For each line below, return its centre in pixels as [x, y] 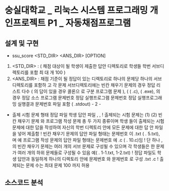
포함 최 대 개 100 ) [48, 72]
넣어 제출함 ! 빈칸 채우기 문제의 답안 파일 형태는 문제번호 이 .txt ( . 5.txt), [89, 134]
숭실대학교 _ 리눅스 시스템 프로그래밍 [76, 10]
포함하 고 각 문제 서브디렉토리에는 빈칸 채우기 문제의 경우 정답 [95, 85]
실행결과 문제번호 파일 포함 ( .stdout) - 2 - [59, 104]
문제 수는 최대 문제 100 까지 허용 [57, 165]
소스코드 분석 [24, 183]
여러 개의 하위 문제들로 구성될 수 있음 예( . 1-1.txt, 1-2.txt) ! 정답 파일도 [87, 153]
